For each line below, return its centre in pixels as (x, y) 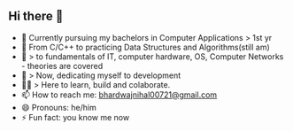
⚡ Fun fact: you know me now (75, 117)
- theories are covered (62, 65)
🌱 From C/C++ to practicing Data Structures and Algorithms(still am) (146, 47)
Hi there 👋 (36, 16)
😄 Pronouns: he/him (58, 107)
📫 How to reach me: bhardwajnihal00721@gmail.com (119, 95)
